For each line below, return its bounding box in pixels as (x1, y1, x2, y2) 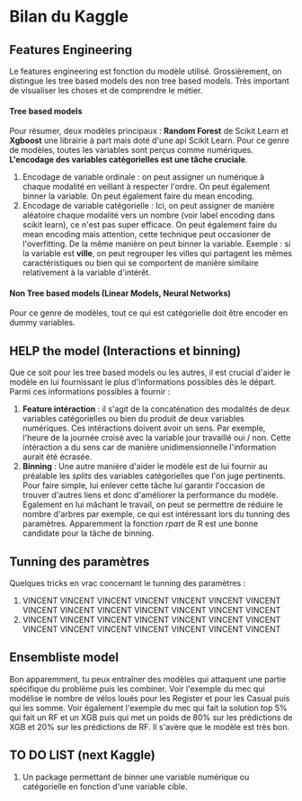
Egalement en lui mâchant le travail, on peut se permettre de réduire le (22, 499, 283, 510)
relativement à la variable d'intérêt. (22, 267, 151, 278)
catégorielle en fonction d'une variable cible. (22, 780, 188, 792)
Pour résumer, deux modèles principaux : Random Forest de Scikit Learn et (9, 126, 289, 137)
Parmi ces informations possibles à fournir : (9, 387, 171, 397)
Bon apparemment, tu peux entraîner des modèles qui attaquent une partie (9, 673, 287, 684)
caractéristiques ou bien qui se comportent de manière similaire (22, 258, 259, 269)
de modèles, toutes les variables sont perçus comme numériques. (9, 145, 253, 156)
